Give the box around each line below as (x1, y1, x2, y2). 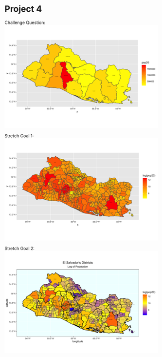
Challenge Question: (4, 20, 46, 25)
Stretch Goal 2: (4, 246, 35, 252)
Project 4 (4, 3, 42, 15)
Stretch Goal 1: (4, 133, 34, 139)
